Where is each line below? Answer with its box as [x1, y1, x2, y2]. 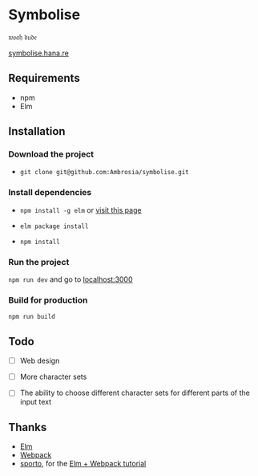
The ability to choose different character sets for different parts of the [19, 388, 250, 398]
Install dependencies [8, 187, 92, 198]
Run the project [8, 256, 70, 267]
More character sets [19, 372, 87, 382]
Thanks [8, 420, 47, 434]
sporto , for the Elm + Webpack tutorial [19, 459, 147, 469]
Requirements [8, 71, 80, 85]
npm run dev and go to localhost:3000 [8, 275, 134, 284]
